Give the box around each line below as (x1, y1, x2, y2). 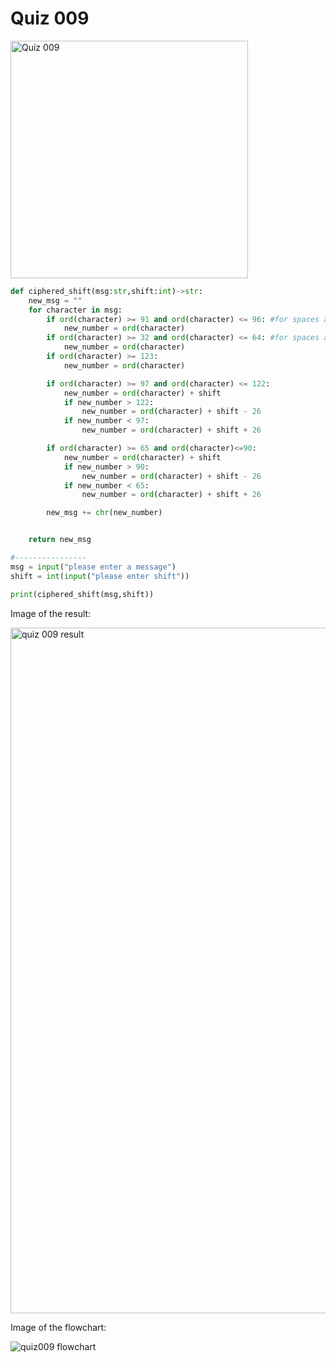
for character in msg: (28, 305, 123, 315)
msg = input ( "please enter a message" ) (10, 562, 177, 572)
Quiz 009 (10, 7, 90, 30)
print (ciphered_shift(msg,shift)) (10, 589, 155, 599)
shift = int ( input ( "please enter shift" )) (10, 571, 190, 581)
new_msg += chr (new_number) (46, 508, 163, 518)
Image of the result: (10, 607, 92, 619)
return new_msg (28, 535, 92, 545)
